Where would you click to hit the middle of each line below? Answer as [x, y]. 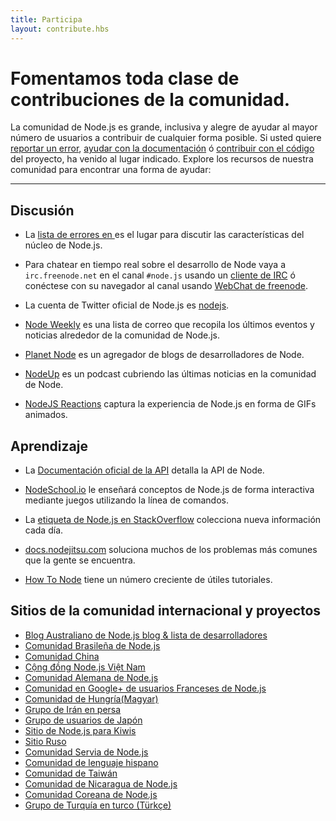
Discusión [42, 210]
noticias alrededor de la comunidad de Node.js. [122, 335]
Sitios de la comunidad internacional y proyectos [166, 611]
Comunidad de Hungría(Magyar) [91, 698]
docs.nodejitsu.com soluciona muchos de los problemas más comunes [171, 550]
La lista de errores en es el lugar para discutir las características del [164, 235]
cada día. [44, 530]
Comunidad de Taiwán [71, 773]
